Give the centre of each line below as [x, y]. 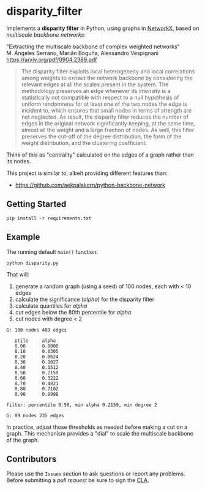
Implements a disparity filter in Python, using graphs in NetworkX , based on [103, 28]
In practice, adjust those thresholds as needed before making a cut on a [97, 427]
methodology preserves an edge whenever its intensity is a [96, 91]
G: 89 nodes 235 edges [35, 415]
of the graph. [23, 440]
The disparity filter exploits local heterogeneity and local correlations [108, 71]
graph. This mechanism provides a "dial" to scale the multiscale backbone [100, 433]
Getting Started [36, 204]
